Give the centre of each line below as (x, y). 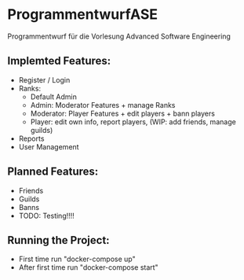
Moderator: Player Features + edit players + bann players (122, 113)
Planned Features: (53, 172)
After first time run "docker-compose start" (88, 267)
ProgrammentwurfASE (83, 15)
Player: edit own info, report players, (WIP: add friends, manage (133, 122)
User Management (49, 146)
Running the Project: (59, 240)
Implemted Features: (59, 61)
